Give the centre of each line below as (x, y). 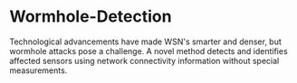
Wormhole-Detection (91, 17)
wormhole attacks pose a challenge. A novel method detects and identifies (148, 51)
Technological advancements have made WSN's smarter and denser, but (146, 41)
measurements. (38, 70)
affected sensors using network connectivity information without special (144, 60)
